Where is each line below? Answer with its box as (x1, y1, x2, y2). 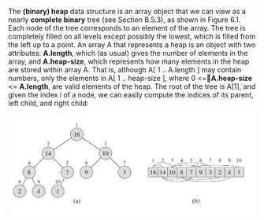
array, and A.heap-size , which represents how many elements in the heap (8, 57, 250, 66)
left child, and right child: (8, 98, 89, 108)
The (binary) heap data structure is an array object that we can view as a (8, 7, 247, 16)
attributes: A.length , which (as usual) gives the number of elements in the (8, 49, 248, 57)
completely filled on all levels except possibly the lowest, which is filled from (8, 31, 256, 41)
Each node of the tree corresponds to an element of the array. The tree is (8, 24, 246, 32)
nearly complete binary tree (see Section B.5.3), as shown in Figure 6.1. (8, 15, 241, 24)
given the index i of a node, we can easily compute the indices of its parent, (8, 90, 254, 99)
